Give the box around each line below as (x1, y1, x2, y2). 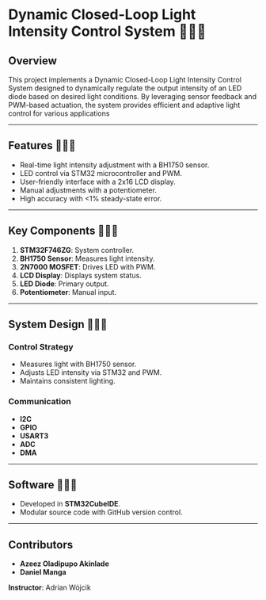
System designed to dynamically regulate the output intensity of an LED (8, 83, 242, 93)
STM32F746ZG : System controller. (19, 245, 135, 254)
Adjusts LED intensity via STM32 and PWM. (19, 368, 162, 377)
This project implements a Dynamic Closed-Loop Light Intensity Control (8, 75, 241, 84)
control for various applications (8, 109, 110, 118)
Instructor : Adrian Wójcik (8, 583, 91, 592)
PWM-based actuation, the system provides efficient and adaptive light (8, 101, 241, 109)
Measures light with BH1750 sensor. (19, 359, 137, 369)
